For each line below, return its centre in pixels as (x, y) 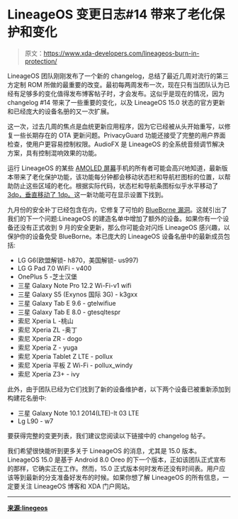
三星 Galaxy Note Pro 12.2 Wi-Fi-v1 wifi (74, 285)
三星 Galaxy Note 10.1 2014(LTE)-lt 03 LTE (78, 413)
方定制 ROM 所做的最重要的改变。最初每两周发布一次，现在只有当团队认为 (116, 84)
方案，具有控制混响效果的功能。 (54, 152)
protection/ (41, 61)
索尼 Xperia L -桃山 (45, 320)
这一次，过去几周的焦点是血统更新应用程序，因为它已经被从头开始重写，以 (116, 126)
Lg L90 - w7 (35, 421)
